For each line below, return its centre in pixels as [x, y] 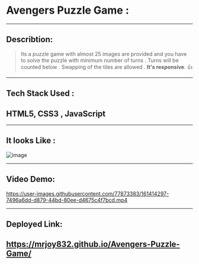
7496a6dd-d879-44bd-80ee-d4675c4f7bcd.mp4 [67, 200]
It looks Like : [31, 141]
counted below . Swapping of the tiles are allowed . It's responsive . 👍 [106, 67]
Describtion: [30, 40]
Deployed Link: [34, 224]
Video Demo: [31, 179]
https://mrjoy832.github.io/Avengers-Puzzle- [93, 244]
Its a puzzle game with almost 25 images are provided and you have [104, 54]
